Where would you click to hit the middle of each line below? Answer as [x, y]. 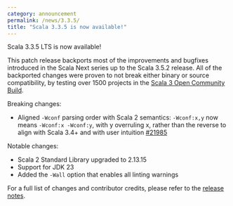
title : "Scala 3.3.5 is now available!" [67, 27]
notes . [16, 196]
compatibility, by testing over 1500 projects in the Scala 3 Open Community [116, 83]
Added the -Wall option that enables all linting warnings [98, 175]
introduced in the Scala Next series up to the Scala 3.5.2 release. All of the [115, 68]
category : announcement [42, 14]
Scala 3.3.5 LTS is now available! [54, 47]
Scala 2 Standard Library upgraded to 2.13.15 [82, 160]
